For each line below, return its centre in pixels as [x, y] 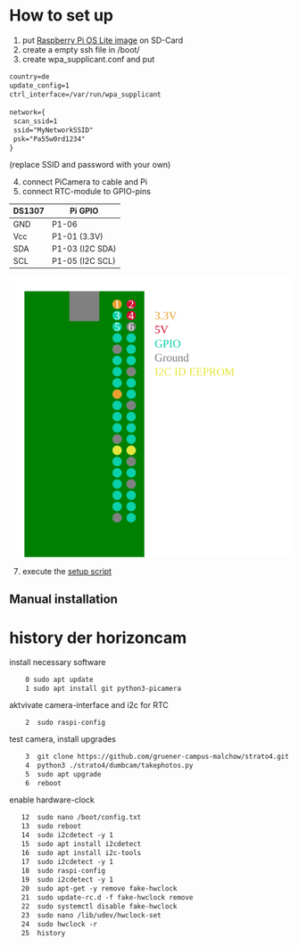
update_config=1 [39, 86]
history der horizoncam [98, 638]
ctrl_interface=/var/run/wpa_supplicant [86, 95]
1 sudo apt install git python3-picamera [103, 689]
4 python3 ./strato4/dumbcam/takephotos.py [109, 766]
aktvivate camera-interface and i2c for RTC [89, 705]
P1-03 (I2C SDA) [84, 249]
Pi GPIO [84, 211]
